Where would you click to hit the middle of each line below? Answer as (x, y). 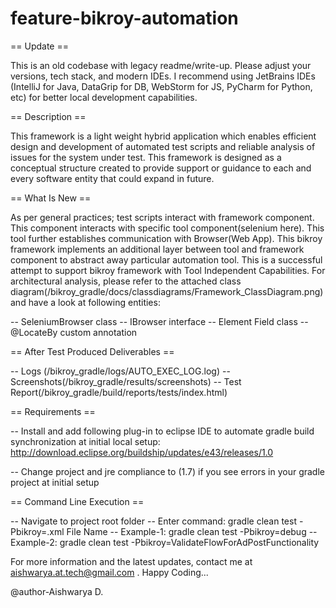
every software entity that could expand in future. (112, 178)
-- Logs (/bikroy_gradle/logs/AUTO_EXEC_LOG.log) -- (120, 371)
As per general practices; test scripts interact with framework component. (162, 217)
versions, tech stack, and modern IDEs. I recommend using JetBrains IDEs (163, 76)
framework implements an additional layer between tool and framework (157, 249)
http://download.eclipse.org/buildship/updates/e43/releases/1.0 (142, 452)
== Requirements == (53, 411)
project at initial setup (55, 482)
